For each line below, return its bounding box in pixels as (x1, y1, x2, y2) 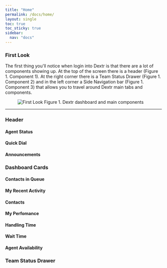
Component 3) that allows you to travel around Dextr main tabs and (5, 84, 143, 90)
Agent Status (5, 128, 33, 135)
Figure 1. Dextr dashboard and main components (44, 99, 144, 105)
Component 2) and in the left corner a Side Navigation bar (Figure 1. (5, 79, 144, 85)
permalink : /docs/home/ (5, 12, 55, 17)
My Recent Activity (5, 188, 46, 194)
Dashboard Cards (5, 164, 49, 171)
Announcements (5, 151, 41, 157)
